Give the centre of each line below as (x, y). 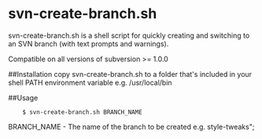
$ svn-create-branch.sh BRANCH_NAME (83, 112)
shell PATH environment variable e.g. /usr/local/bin (90, 82)
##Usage (23, 97)
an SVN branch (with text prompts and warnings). (89, 43)
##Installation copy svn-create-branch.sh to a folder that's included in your (130, 74)
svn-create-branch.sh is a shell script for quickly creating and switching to (129, 35)
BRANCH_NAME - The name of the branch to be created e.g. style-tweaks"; (131, 126)
